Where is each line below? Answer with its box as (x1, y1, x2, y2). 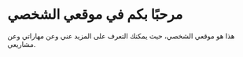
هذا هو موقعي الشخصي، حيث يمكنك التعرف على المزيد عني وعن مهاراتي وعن (7, 31, 235, 41)
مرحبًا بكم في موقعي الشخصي (7, 5, 183, 23)
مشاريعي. (7, 39, 36, 48)
